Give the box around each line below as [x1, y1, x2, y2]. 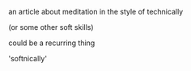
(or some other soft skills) [8, 23, 95, 31]
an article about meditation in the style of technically [8, 7, 184, 16]
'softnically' [8, 54, 47, 63]
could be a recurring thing [8, 38, 95, 48]
